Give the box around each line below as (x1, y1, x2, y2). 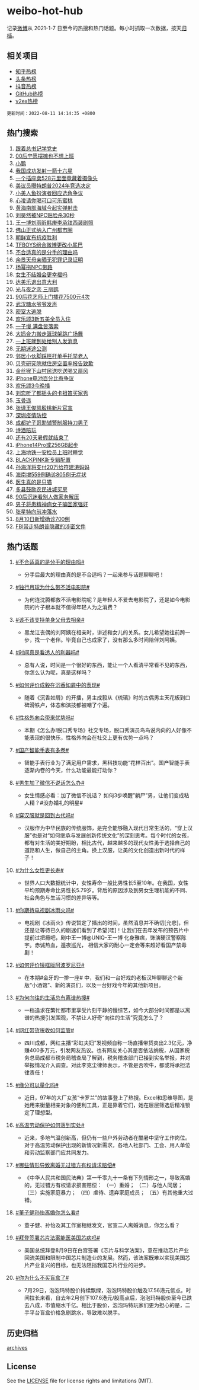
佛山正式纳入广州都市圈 (15, 226, 73, 234)
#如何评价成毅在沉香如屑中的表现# (15, 682, 100, 689)
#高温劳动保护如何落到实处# (15, 1121, 85, 1129)
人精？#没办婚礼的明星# (24, 799, 84, 807)
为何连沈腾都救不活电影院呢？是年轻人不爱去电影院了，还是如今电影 (24, 596, 191, 603)
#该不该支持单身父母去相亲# (15, 616, 85, 624)
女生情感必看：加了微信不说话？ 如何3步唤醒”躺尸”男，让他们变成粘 (24, 792, 190, 799)
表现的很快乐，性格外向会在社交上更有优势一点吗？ (29, 734, 155, 742)
